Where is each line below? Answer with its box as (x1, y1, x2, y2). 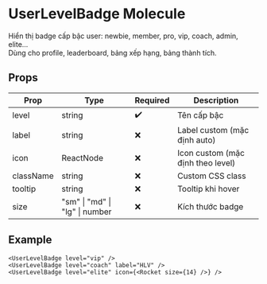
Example (8, 233, 52, 247)
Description (193, 95, 239, 106)
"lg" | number (61, 206, 112, 217)
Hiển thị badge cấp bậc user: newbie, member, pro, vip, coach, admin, (8, 31, 238, 41)
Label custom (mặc (177, 124, 250, 135)
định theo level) (177, 157, 236, 168)
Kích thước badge (177, 200, 244, 212)
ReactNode (61, 152, 103, 163)
